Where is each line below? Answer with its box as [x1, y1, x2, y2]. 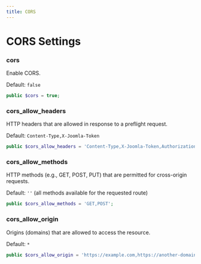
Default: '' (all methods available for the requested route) [6, 189, 148, 196]
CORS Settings [6, 34, 81, 48]
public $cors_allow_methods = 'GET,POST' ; [6, 201, 114, 207]
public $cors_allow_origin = [6, 252, 79, 258]
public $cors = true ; [6, 93, 60, 99]
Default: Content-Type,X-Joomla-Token [6, 132, 100, 139]
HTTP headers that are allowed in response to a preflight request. [6, 120, 167, 128]
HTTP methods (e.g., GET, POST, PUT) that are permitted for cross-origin [6, 171, 187, 178]
